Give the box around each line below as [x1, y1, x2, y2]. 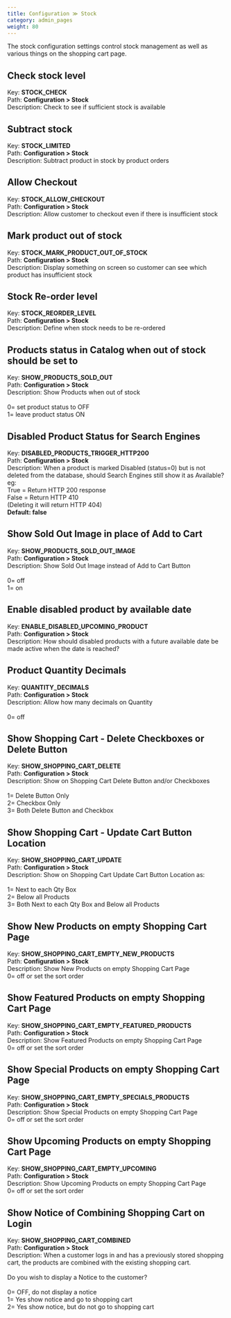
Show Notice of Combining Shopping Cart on [7, 1207, 205, 1219]
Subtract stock [7, 123, 73, 135]
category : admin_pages [7, 17, 73, 24]
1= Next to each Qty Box [7, 885, 77, 894]
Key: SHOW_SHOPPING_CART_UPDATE [7, 856, 122, 865]
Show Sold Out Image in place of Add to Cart [7, 528, 203, 540]
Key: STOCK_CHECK [7, 88, 67, 97]
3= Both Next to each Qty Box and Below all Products [7, 900, 160, 908]
